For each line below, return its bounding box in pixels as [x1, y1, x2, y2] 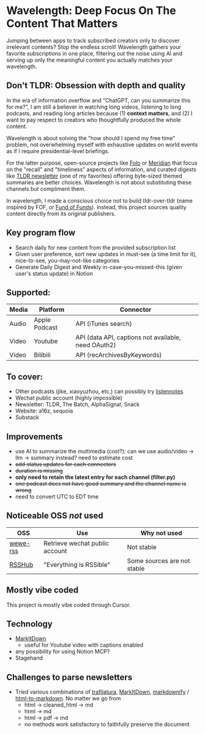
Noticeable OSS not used [6, 511, 104, 521]
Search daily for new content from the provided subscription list [15, 243, 176, 251]
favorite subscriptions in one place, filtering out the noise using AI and [6, 49, 183, 57]
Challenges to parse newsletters [6, 672, 132, 682]
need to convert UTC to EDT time [15, 493, 99, 500]
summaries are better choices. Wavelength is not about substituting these [6, 178, 192, 186]
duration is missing [15, 467, 63, 474]
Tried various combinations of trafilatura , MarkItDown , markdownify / [15, 688, 189, 696]
